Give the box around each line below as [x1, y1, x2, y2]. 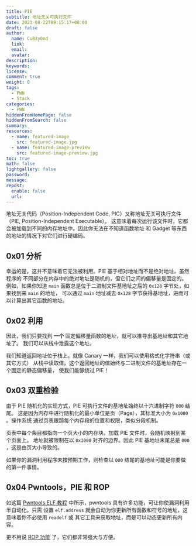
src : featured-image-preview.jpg [16, 150, 98, 156]
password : [6, 172, 30, 178]
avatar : [11, 52, 30, 58]
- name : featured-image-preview [11, 145, 91, 150]
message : [6, 177, 27, 183]
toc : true [6, 156, 30, 162]
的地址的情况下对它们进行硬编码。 [6, 232, 88, 239]
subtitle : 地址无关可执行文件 [6, 14, 72, 20]
